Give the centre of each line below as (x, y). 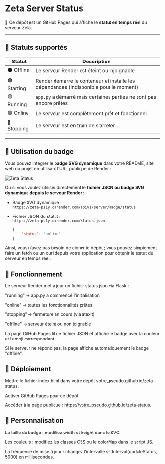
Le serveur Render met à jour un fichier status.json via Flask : (67, 286)
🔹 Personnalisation (34, 420)
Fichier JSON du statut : (36, 216)
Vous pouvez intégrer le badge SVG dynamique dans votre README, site (79, 163)
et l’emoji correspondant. (30, 339)
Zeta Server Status (44, 9)
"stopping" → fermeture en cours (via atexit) (50, 314)
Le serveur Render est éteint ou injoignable (85, 71)
